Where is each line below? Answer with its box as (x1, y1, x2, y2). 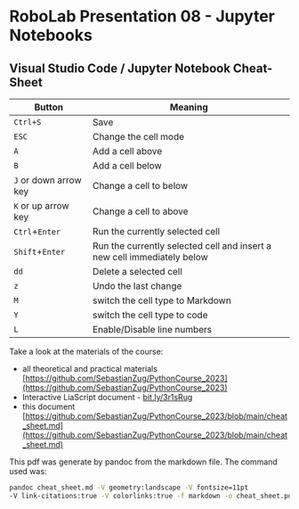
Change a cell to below (92, 180, 189, 192)
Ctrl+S (13, 118, 42, 127)
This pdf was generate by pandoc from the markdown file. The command (9, 456, 278, 467)
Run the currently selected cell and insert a (92, 240, 271, 251)
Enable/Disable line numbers (92, 324, 213, 335)
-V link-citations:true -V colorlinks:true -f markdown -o (9, 491, 233, 500)
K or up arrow (13, 200, 69, 211)
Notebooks (9, 25, 93, 45)
